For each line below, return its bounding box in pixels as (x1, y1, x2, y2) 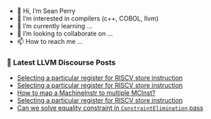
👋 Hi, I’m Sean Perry (16, 7, 76, 15)
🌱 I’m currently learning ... (16, 22, 93, 30)
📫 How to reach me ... (16, 38, 83, 45)
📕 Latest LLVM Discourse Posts (6, 57, 116, 67)
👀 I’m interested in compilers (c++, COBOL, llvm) (16, 14, 159, 23)
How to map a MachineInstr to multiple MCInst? (16, 89, 156, 97)
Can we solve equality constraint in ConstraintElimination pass (16, 103, 203, 113)
